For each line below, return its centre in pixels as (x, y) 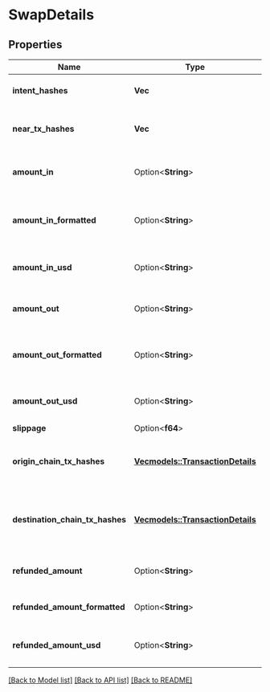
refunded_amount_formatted (69, 607)
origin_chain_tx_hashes (59, 461)
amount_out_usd (45, 401)
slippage (29, 428)
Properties (35, 45)
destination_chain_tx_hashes (70, 520)
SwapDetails (51, 15)
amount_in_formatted (54, 220)
